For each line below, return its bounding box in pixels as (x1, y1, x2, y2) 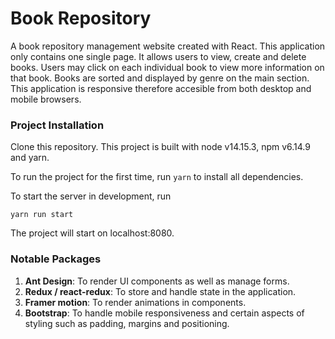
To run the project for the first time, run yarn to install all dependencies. (10, 171, 304, 183)
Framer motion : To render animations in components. (24, 296, 247, 308)
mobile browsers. (10, 93, 82, 105)
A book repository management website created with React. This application (10, 40, 326, 52)
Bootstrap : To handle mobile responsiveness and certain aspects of (24, 307, 305, 319)
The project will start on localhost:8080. (10, 227, 175, 239)
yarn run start (10, 210, 74, 220)
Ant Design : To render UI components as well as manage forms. (24, 275, 290, 287)
